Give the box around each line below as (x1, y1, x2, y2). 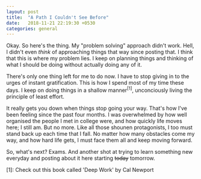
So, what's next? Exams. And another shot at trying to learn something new (6, 148, 193, 155)
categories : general (6, 25, 58, 32)
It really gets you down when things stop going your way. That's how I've (6, 105, 188, 112)
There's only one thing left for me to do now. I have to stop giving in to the (6, 73, 190, 80)
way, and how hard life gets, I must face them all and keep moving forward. (6, 136, 193, 144)
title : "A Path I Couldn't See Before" (6, 14, 110, 20)
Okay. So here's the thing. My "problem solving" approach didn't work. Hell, (6, 42, 194, 49)
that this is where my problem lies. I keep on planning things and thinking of (6, 55, 194, 62)
